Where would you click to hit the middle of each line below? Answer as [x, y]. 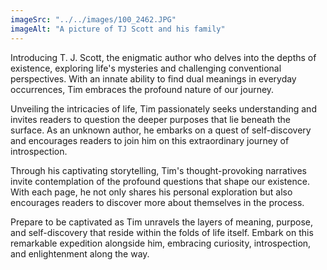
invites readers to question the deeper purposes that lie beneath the [151, 119]
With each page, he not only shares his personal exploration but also [151, 192]
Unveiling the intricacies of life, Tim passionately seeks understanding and [163, 108]
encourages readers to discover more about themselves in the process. [157, 202]
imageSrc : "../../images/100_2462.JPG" [93, 19]
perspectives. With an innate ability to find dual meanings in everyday [153, 78]
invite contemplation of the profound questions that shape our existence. [160, 181]
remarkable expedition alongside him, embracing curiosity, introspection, [161, 243]
